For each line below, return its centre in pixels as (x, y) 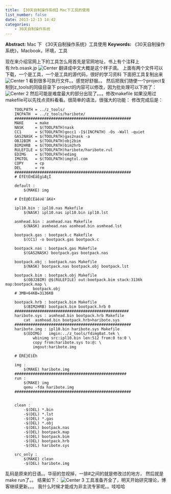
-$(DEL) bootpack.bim (47, 437)
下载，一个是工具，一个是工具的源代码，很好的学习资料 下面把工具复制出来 (84, 74)
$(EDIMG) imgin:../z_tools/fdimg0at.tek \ (72, 334)
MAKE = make (32, 123)
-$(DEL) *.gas (39, 419)
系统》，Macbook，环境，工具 (36, 51)
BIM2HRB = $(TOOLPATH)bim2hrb (48, 146)
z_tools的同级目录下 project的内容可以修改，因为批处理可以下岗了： (86, 87)
